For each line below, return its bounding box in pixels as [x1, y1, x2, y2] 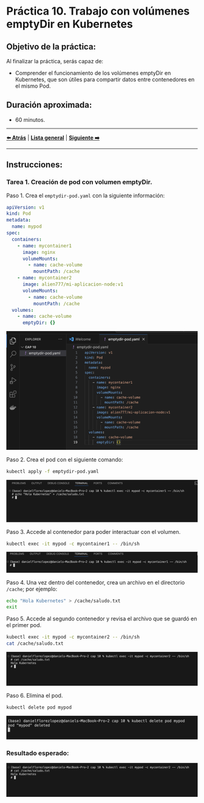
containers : [12, 236, 42, 242]
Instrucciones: [6, 160, 63, 170]
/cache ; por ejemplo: [6, 585, 58, 592]
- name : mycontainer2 [17, 275, 72, 281]
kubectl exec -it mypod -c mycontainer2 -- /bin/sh [6, 634, 140, 640]
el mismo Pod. [15, 82, 51, 89]
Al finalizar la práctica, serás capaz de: [6, 58, 104, 65]
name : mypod [12, 223, 42, 230]
